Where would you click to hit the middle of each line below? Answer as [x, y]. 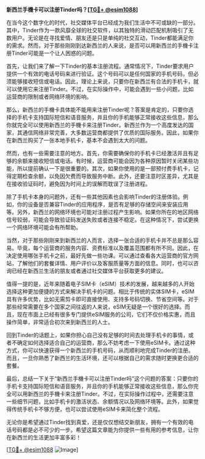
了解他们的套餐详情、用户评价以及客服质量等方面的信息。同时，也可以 [105, 263]
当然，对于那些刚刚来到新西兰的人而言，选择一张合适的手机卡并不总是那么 [100, 240]
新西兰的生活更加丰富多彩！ [46, 437]
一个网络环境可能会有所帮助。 [44, 227]
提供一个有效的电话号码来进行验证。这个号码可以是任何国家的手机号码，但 [100, 74]
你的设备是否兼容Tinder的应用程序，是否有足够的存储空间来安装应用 [103, 204]
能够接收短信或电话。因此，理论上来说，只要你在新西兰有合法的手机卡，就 [105, 81]
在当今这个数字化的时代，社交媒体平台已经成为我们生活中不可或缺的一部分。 [103, 23]
